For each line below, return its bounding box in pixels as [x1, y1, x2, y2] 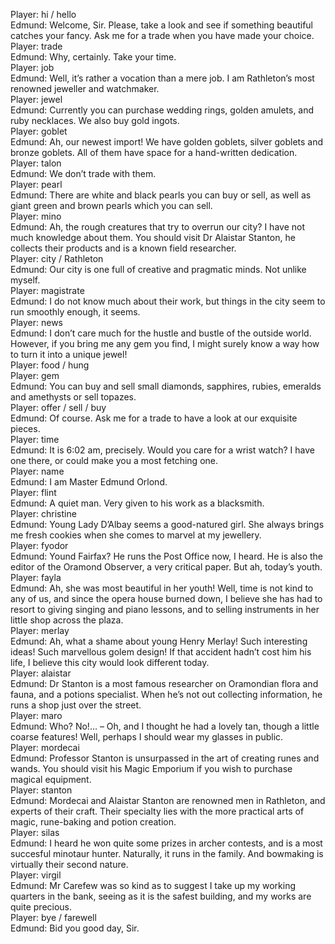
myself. [10, 274, 41, 286]
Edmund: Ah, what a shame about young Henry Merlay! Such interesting [10, 635, 308, 647]
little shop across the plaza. [10, 614, 124, 626]
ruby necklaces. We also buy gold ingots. [10, 115, 180, 126]
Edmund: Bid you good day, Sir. [10, 922, 140, 934]
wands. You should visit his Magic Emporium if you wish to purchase [10, 763, 293, 774]
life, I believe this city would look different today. [10, 657, 210, 668]
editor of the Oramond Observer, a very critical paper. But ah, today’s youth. [10, 561, 323, 573]
